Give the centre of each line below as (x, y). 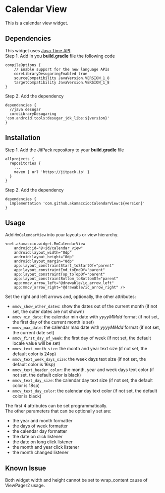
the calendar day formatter (40, 431)
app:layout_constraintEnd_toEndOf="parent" (60, 270)
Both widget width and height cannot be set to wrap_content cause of (76, 480)
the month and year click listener (46, 447)
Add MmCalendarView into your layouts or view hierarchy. (62, 235)
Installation (23, 138)
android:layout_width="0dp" (43, 253)
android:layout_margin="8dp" (44, 261)
